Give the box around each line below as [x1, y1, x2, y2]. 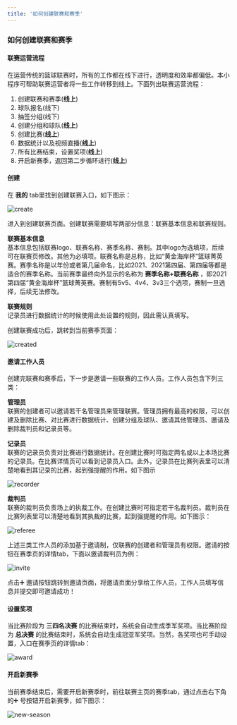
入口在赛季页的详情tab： [19, 639, 92, 647]
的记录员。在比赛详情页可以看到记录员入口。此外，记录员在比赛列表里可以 [7, 457, 224, 465]
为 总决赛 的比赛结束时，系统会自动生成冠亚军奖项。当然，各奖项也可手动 [7, 630, 221, 639]
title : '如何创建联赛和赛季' [7, 10, 83, 18]
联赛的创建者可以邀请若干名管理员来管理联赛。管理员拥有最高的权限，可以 [7, 407, 224, 415]
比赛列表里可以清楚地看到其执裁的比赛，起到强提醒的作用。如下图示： [7, 512, 212, 520]
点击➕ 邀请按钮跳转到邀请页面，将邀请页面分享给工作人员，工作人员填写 [7, 578, 218, 587]
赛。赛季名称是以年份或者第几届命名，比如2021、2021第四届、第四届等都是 [7, 260, 227, 269]
